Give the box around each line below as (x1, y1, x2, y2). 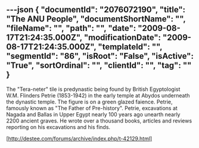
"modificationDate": (83, 33, 161, 43)
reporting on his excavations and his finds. (6, 123, 111, 130)
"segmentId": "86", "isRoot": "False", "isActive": (6, 51, 194, 61)
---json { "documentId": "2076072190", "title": (6, 5, 186, 15)
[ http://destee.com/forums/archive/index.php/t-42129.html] (6, 135, 153, 142)
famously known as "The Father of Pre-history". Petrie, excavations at (6, 104, 178, 112)
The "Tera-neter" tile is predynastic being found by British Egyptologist (6, 86, 181, 93)
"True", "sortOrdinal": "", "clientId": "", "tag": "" (6, 61, 192, 71)
